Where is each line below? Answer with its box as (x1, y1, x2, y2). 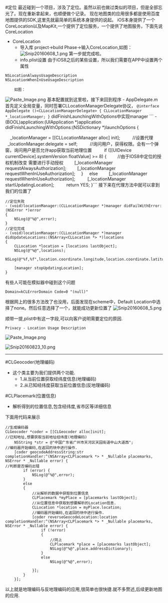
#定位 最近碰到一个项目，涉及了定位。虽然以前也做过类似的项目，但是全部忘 (5, 4, 162, 10)
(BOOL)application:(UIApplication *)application (5, 119, 101, 125)
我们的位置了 (5, 188, 31, 194)
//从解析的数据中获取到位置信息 (31, 491, 89, 496)
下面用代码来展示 (5, 414, 40, 420)
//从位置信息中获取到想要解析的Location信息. (31, 500, 116, 505)
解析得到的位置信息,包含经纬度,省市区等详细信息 (12, 403, 111, 409)
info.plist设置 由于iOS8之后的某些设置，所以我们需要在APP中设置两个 (19, 57, 162, 62)
